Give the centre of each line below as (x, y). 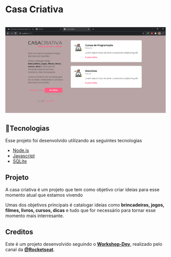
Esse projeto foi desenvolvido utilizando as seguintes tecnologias (74, 141)
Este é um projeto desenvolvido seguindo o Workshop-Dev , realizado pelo (84, 244)
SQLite (20, 161)
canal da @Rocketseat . (30, 250)
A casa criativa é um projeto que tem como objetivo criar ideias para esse (82, 190)
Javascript (24, 156)
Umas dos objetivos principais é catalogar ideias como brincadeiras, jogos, (85, 205)
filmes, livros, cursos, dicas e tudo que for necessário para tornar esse (81, 211)
